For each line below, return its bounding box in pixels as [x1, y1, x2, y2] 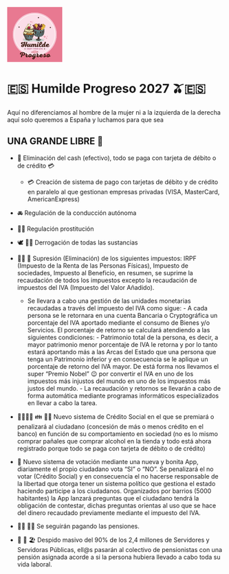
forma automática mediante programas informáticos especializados [27, 391, 219, 400]
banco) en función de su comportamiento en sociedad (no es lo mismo [17, 429, 219, 438]
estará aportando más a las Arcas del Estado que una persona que [27, 347, 217, 356]
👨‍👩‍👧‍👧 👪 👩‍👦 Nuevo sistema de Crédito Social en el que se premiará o [17, 412, 215, 421]
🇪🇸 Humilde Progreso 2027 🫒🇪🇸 [7, 81, 206, 97]
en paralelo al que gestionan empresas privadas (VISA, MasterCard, [27, 187, 220, 196]
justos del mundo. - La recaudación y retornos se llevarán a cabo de [27, 384, 221, 392]
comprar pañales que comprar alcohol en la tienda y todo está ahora [17, 437, 212, 445]
